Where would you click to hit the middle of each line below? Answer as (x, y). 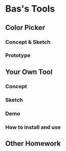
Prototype (18, 55)
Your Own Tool (29, 72)
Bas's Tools (30, 9)
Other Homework (33, 143)
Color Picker (25, 28)
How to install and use (33, 127)
